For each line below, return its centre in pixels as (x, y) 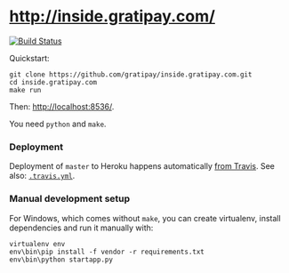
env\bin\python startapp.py (61, 260)
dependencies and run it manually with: (81, 228)
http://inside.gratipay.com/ (112, 16)
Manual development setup (70, 199)
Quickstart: (30, 58)
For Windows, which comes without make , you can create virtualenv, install (145, 218)
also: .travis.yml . (42, 176)
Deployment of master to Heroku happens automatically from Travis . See (142, 166)
